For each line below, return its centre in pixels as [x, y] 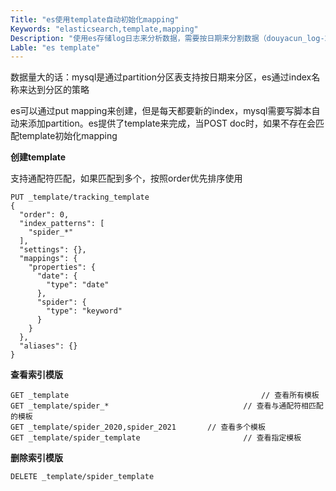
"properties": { [62, 267]
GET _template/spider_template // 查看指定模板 [156, 438]
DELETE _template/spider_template [82, 477]
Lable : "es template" [55, 47]
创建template [38, 157]
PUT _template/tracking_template [80, 197]
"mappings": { [48, 259]
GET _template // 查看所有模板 [165, 396]
